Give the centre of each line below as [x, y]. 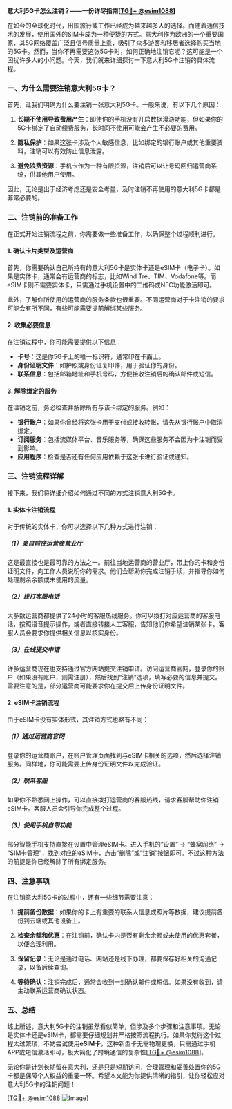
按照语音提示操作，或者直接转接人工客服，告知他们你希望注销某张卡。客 [122, 624]
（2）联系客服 [27, 781]
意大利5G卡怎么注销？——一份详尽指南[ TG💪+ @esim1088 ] [91, 11]
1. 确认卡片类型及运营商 [40, 251]
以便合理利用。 [38, 944]
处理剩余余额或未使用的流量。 [49, 579]
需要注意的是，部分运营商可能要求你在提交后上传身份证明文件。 [98, 686]
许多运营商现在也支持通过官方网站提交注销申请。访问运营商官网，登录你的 [113, 668]
